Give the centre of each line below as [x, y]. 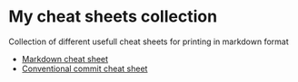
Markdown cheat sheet [65, 59]
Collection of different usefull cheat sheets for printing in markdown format [149, 41]
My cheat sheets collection [113, 17]
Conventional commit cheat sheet [84, 68]
